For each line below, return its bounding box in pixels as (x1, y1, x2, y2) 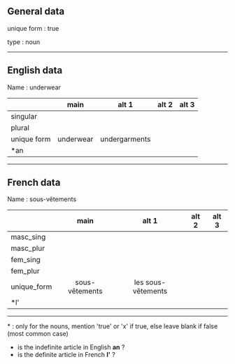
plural (10, 122, 30, 132)
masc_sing (10, 232, 46, 242)
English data (7, 64, 63, 76)
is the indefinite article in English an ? (17, 343, 125, 351)
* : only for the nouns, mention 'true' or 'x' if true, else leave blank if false (7, 322, 218, 330)
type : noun (7, 38, 41, 46)
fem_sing (10, 255, 41, 265)
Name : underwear (7, 83, 62, 92)
